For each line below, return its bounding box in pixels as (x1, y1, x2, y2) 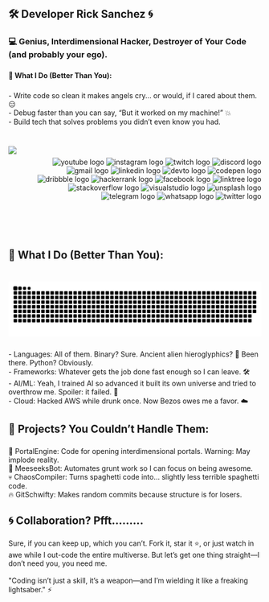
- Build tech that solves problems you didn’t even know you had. (8, 117, 221, 127)
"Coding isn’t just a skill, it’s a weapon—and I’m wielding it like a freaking (8, 575, 249, 585)
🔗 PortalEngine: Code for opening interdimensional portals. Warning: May (8, 447, 251, 456)
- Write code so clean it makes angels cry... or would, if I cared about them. (8, 91, 258, 101)
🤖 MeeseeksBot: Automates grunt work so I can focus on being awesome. (8, 464, 253, 473)
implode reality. (8, 455, 59, 465)
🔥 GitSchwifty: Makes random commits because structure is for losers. (8, 490, 243, 500)
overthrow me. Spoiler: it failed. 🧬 (8, 387, 119, 397)
